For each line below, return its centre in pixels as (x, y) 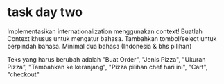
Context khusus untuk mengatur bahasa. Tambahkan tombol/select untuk (112, 38)
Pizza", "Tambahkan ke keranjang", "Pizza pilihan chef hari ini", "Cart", (107, 67)
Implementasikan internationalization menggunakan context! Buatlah (105, 31)
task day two (45, 12)
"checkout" (23, 74)
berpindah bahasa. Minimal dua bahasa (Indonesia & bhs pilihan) (100, 46)
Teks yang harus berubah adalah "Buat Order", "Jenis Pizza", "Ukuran (106, 59)
